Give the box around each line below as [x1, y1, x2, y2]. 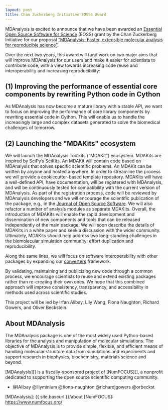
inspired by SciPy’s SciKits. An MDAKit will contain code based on [5, 158, 141, 164]
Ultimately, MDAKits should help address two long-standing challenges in [5, 233, 157, 239]
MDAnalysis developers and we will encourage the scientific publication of [5, 195, 159, 201]
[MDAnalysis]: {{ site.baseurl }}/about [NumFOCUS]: [5, 393, 114, 399]
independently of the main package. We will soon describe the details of [5, 222, 154, 228]
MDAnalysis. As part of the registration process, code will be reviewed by [5, 190, 157, 196]
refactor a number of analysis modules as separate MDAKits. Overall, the [5, 206, 156, 212]
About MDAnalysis [5, 319, 65, 328]
